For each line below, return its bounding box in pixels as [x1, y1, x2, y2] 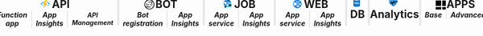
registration [122, 18, 163, 28]
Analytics [369, 8, 419, 21]
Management [71, 18, 114, 27]
